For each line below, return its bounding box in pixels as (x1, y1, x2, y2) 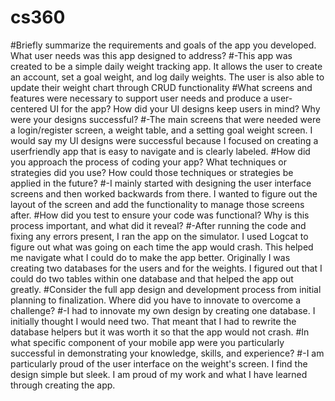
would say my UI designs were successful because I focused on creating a (10, 134, 319, 146)
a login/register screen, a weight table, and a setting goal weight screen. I (10, 124, 313, 136)
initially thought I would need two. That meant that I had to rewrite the (10, 315, 297, 327)
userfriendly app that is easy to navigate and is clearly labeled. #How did (10, 145, 311, 157)
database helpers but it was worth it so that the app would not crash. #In (10, 326, 310, 338)
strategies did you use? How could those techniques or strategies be (10, 166, 294, 178)
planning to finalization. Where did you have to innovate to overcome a (10, 294, 302, 306)
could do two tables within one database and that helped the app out (10, 272, 294, 285)
